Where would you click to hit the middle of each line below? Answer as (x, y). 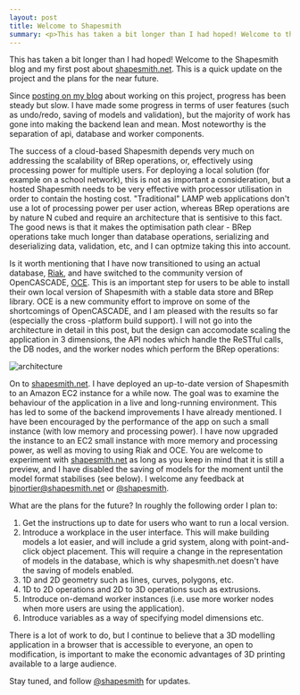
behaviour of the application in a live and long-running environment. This (143, 403)
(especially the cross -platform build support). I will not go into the (131, 321)
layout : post (33, 17)
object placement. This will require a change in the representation (162, 552)
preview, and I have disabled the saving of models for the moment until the (146, 470)
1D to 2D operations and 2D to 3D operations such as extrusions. (141, 589)
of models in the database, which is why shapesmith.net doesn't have (150, 561)
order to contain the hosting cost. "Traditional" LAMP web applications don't (150, 199)
